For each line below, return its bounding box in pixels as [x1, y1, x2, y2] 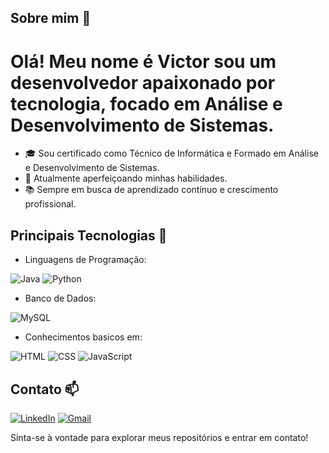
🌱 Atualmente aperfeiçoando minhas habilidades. [24, 172, 228, 185]
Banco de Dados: [24, 292, 97, 305]
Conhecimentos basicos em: [24, 331, 143, 343]
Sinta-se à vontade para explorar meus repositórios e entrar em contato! [10, 431, 309, 443]
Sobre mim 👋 [10, 10, 92, 27]
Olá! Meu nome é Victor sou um [10, 50, 277, 73]
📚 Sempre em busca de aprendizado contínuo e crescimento [24, 184, 279, 196]
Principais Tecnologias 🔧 [10, 227, 168, 244]
